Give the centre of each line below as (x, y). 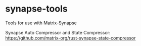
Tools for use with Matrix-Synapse (41, 23)
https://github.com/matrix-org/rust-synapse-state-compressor (70, 38)
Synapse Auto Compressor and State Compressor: (58, 32)
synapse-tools (36, 9)
